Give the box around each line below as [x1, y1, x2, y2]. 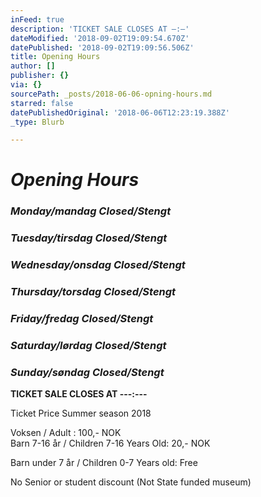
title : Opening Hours [10, 52, 101, 62]
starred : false [10, 98, 74, 108]
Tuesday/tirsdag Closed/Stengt [10, 231, 168, 245]
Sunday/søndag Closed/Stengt [10, 365, 165, 379]
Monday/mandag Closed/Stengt [10, 204, 172, 218]
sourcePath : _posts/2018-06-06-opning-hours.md [10, 89, 213, 99]
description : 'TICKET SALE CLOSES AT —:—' [10, 24, 190, 34]
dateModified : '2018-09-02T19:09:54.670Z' [10, 33, 190, 43]
